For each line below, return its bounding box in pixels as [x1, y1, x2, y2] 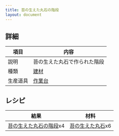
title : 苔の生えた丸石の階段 [5, 7, 59, 13]
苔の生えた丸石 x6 [69, 122, 111, 129]
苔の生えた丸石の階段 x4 [8, 122, 65, 129]
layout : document [5, 12, 42, 17]
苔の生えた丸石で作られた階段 [33, 58, 105, 65]
